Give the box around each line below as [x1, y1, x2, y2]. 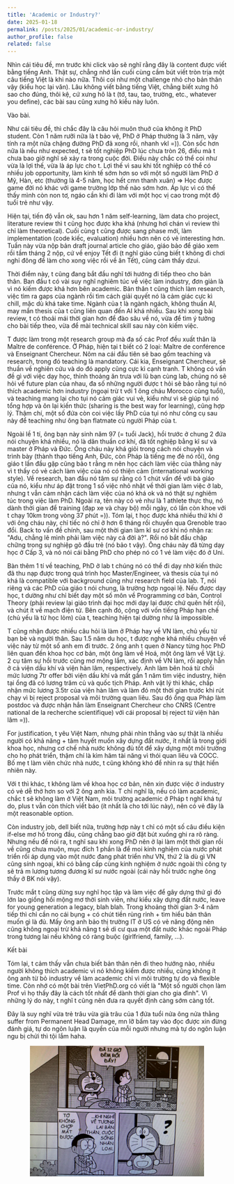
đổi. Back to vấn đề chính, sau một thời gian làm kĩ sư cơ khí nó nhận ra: [7, 526, 214, 535]
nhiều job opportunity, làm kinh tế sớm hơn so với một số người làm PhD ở [7, 169, 219, 177]
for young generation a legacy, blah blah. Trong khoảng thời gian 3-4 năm [7, 903, 219, 911]
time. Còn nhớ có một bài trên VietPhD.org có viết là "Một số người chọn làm [7, 981, 226, 990]
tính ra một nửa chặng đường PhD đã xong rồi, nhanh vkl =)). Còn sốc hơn [7, 139, 219, 148]
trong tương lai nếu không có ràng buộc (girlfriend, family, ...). [7, 933, 185, 941]
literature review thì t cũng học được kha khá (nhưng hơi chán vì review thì [7, 219, 220, 228]
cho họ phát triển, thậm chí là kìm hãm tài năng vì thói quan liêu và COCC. [7, 752, 219, 760]
